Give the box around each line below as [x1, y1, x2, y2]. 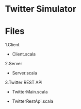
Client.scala [12, 51, 36, 57]
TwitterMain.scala [12, 89, 48, 95]
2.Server [5, 61, 23, 67]
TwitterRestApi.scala [12, 98, 53, 104]
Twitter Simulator [5, 3, 77, 15]
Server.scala [12, 70, 37, 76]
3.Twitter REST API [5, 79, 43, 86]
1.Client [5, 42, 20, 48]
